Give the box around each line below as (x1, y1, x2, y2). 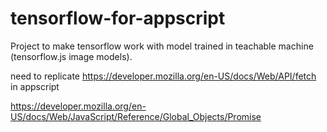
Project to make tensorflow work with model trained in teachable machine (10, 40, 314, 52)
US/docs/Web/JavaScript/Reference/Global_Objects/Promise (10, 110, 262, 122)
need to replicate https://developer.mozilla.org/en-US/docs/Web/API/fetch (10, 70, 317, 82)
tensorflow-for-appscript (10, 7, 226, 30)
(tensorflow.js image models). (10, 50, 133, 62)
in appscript (10, 80, 60, 92)
